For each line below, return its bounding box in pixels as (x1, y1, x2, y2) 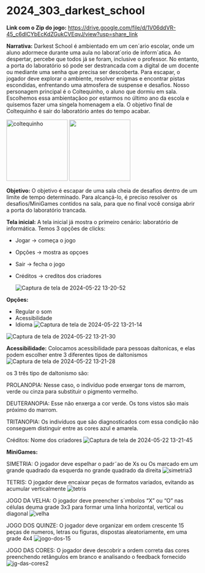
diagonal (6, 509, 29, 517)
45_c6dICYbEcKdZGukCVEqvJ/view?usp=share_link (6, 30, 138, 37)
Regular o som (15, 307, 52, 315)
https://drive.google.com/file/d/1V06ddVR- (68, 24, 176, 31)
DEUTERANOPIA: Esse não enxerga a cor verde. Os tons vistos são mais (6, 399, 189, 407)
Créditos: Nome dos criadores (6, 436, 83, 444)
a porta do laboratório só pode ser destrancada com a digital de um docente (6, 62, 199, 69)
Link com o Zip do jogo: (6, 24, 67, 31)
